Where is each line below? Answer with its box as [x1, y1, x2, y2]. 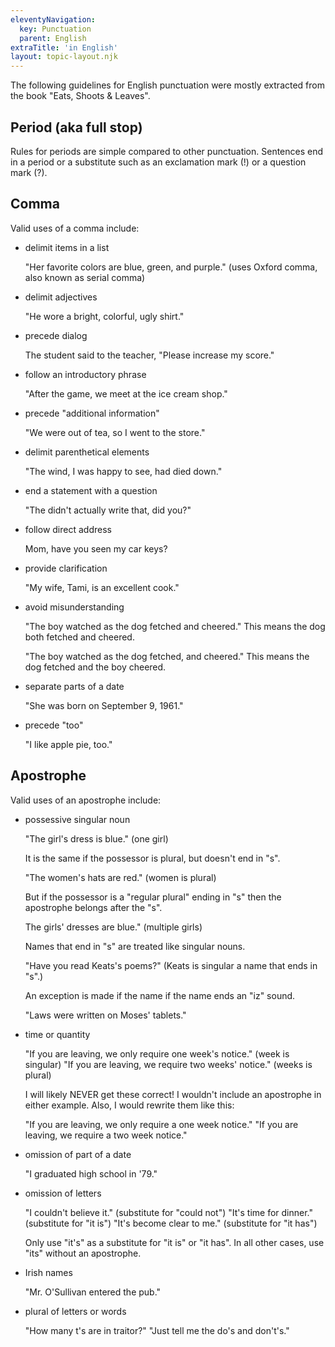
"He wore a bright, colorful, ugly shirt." [24, 310, 185, 322]
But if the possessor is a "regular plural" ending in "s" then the [24, 891, 282, 903]
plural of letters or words [24, 1305, 127, 1317]
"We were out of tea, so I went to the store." [24, 426, 206, 438]
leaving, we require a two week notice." [24, 1129, 188, 1141]
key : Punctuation [19, 24, 92, 34]
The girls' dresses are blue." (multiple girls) [24, 921, 203, 933]
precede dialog [24, 329, 88, 341]
